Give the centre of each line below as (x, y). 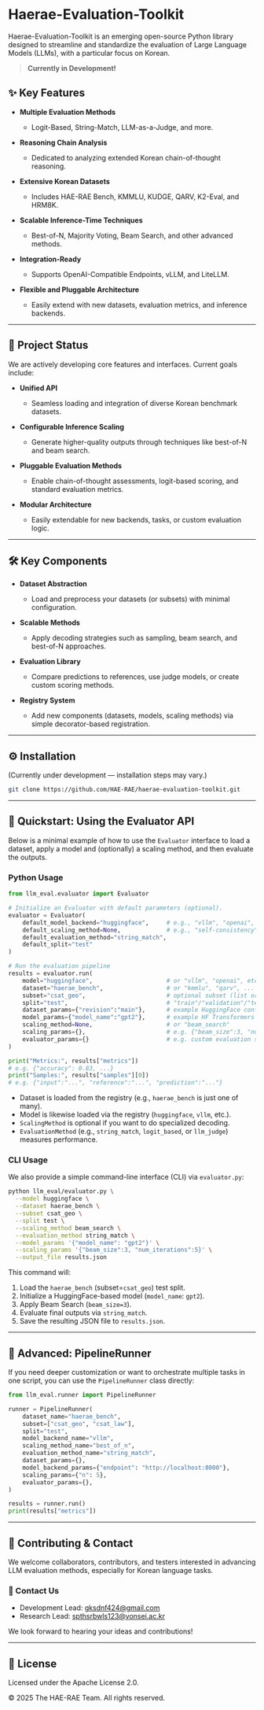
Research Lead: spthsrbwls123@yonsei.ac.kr (92, 1616)
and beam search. (60, 450)
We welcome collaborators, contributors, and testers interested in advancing (132, 1562)
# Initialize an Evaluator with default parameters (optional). (115, 908)
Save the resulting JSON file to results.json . (92, 1321)
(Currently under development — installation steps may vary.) (108, 775)
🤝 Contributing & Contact (71, 1543)
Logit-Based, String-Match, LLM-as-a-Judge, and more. (122, 127)
